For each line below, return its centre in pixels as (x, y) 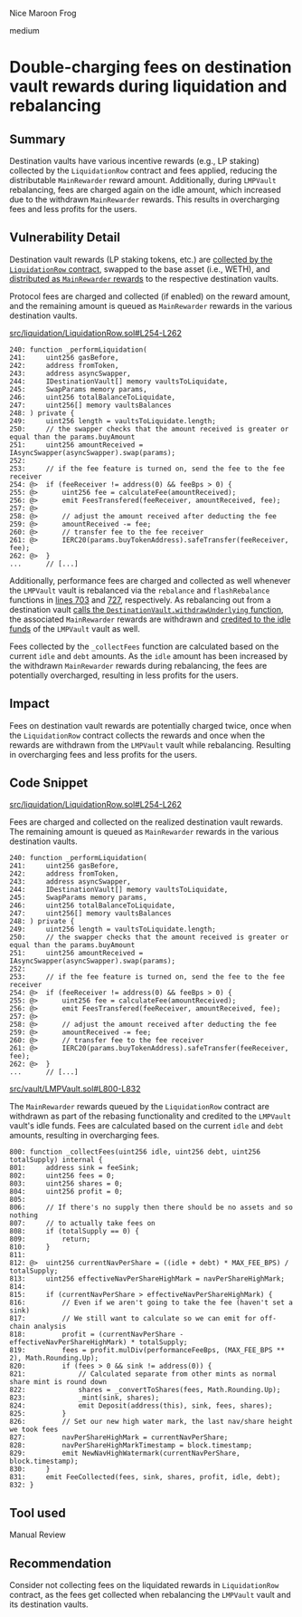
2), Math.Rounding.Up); (54, 1359)
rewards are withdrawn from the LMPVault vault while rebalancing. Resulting (150, 745)
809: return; (50, 1239)
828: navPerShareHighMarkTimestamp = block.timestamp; (131, 1446)
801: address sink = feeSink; (75, 1168)
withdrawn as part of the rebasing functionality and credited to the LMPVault (151, 1116)
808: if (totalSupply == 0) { (75, 1232)
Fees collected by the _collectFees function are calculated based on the (144, 646)
